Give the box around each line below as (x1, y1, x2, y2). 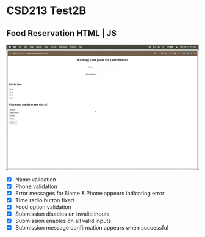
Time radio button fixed (15, 196, 74, 203)
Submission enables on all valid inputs (15, 217, 112, 224)
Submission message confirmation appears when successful (15, 224, 169, 232)
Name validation (15, 175, 57, 183)
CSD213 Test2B (6, 4, 87, 18)
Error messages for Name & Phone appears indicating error (15, 189, 165, 197)
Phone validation (15, 183, 58, 190)
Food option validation (15, 203, 71, 211)
